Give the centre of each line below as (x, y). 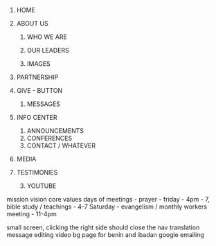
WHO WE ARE (47, 37)
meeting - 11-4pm (31, 214)
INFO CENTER (37, 117)
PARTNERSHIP (37, 77)
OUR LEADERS (48, 50)
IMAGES (39, 64)
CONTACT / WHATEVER (61, 146)
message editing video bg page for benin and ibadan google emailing (106, 235)
